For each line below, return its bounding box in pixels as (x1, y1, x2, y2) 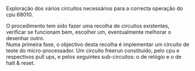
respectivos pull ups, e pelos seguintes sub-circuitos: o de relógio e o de (6, 54, 182, 60)
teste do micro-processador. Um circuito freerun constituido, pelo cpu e (6, 47, 180, 54)
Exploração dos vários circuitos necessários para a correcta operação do (6, 5, 183, 12)
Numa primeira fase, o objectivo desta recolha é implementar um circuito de (6, 41, 190, 48)
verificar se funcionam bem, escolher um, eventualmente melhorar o (6, 29, 172, 35)
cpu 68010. (6, 11, 33, 18)
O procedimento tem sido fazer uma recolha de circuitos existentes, (6, 23, 170, 29)
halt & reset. (6, 59, 35, 66)
